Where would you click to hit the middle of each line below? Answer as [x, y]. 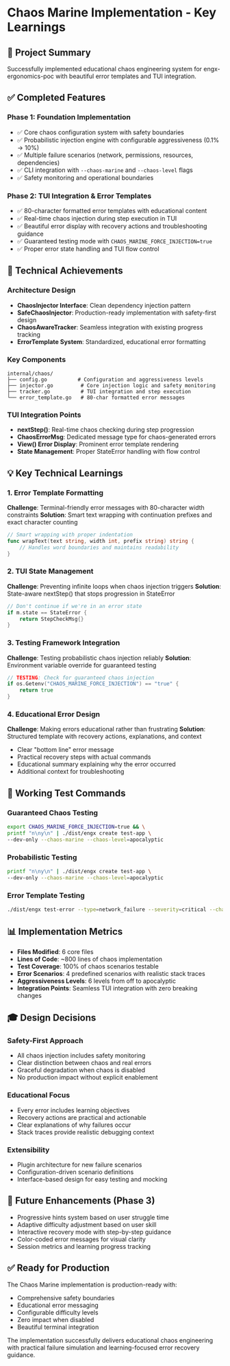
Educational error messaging [58, 1305]
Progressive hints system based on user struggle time [93, 1217]
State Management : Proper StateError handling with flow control [108, 452]
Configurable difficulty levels [57, 1312]
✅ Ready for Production [59, 1268]
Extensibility [28, 1149]
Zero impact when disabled [55, 1319]
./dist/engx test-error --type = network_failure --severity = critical [107, 910]
